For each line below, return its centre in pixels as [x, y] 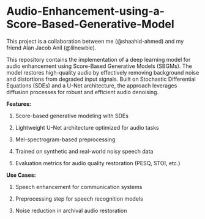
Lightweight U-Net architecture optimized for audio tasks [87, 127]
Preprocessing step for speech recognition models [79, 199]
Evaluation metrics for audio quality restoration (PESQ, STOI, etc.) [98, 163]
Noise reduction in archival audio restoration [71, 210]
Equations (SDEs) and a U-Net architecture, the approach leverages [92, 85]
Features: [19, 104]
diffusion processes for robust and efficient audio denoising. [83, 92]
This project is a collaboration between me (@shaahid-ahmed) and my [95, 41]
